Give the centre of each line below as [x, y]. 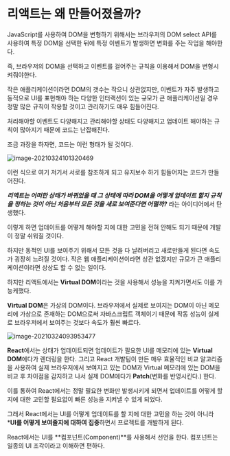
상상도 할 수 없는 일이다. [74, 267]
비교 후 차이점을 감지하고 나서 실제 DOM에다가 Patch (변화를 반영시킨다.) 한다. [112, 376]
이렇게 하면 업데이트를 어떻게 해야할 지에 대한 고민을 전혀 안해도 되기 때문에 [108, 227]
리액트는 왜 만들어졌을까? [74, 14]
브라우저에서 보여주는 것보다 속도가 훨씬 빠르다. [78, 322]
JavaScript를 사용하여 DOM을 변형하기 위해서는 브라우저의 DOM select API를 [112, 34]
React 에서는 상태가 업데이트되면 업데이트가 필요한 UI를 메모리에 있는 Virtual [110, 350]
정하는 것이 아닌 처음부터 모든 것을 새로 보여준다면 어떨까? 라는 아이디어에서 [114, 204]
